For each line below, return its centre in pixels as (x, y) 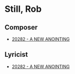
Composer (21, 27)
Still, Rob (23, 9)
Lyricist (16, 55)
